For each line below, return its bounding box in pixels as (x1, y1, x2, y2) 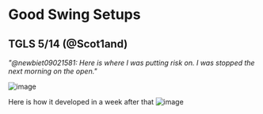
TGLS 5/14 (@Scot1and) (8, 37, 128, 51)
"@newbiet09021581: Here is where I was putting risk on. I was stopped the (8, 58, 255, 67)
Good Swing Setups (8, 6, 141, 24)
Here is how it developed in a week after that (8, 97, 154, 106)
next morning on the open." (8, 66, 97, 76)
